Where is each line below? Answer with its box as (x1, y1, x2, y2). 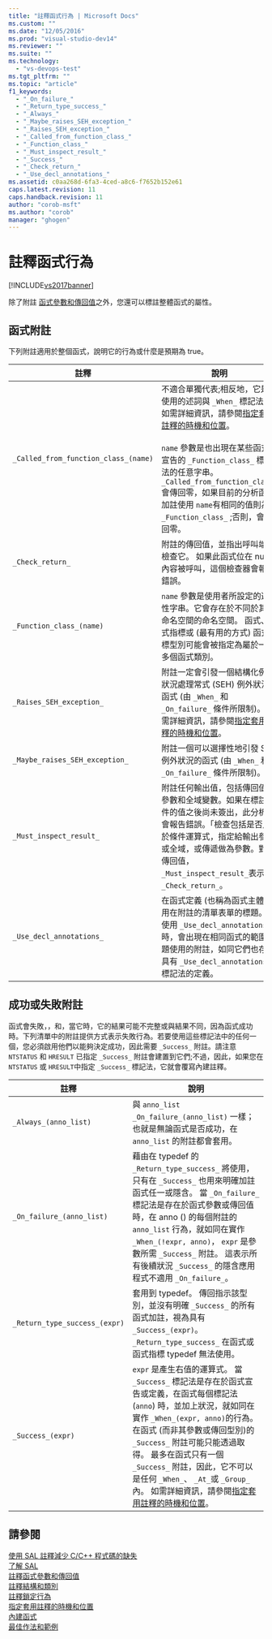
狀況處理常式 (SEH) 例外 (161, 679, 253, 690)
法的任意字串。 (161, 467, 219, 477)
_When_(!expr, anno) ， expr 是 (132, 1236, 249, 1247)
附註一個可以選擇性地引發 (161, 743, 259, 753)
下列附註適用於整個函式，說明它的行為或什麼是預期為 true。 (8, 347, 209, 356)
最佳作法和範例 (8, 1621, 58, 1632)
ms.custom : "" (8, 19, 57, 28)
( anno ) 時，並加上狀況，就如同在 (132, 1400, 255, 1411)
